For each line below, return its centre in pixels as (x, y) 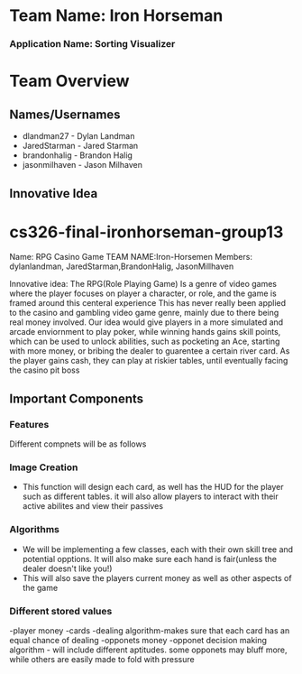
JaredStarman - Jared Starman (80, 146)
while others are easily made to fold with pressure (102, 660)
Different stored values (61, 611)
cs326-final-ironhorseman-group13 (146, 232)
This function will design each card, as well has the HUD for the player (153, 487)
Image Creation (44, 467)
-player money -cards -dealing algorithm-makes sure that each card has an (150, 631)
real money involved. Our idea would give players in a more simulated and (146, 322)
